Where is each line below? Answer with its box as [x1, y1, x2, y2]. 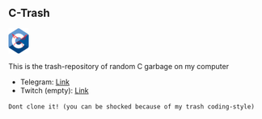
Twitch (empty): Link [19, 85, 89, 95]
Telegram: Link [19, 76, 70, 87]
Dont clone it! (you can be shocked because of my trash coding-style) [8, 102, 255, 111]
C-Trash [8, 6, 50, 20]
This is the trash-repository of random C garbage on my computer [8, 61, 229, 71]
